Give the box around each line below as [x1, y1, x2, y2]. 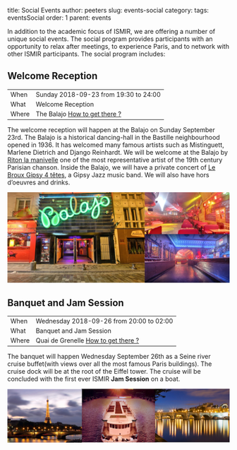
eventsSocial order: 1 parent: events [7, 13, 111, 22]
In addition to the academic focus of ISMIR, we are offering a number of [7, 28, 216, 35]
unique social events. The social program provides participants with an [7, 35, 213, 43]
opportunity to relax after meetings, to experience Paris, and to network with [7, 42, 229, 50]
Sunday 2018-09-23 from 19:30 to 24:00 [35, 90, 161, 98]
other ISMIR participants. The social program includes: [7, 49, 166, 58]
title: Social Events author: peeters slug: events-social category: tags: [7, 6, 209, 14]
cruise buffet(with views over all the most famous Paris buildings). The [7, 360, 212, 368]
